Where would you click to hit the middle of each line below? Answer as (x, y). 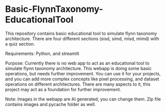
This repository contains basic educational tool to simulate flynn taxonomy (81, 33)
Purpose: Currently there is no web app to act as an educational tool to (77, 63)
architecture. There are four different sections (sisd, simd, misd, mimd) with (82, 39)
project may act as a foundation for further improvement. (63, 89)
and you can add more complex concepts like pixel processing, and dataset (82, 79)
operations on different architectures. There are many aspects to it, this (78, 84)
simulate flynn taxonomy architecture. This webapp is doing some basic (79, 68)
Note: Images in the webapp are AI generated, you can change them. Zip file (83, 99)
